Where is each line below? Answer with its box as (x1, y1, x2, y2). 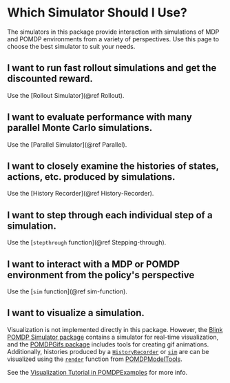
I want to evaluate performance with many (7, 112, 193, 123)
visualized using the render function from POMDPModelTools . (7, 355, 182, 363)
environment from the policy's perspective (7, 269, 195, 280)
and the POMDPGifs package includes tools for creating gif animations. (7, 340, 209, 349)
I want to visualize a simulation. (7, 307, 145, 319)
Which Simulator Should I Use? (7, 5, 187, 21)
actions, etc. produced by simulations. (7, 171, 176, 183)
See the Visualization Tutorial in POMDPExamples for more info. (7, 368, 188, 376)
